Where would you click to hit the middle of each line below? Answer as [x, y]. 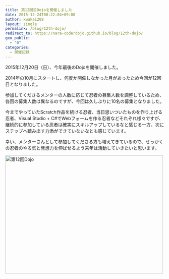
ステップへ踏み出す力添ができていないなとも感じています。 [67, 131]
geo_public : [18, 38]
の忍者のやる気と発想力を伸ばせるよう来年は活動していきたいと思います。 [82, 148]
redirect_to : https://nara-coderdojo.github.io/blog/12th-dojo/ [74, 33]
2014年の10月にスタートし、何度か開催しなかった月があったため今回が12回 [83, 78]
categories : [18, 47]
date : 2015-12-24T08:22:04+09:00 [40, 15]
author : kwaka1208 [24, 19]
